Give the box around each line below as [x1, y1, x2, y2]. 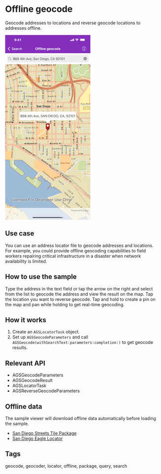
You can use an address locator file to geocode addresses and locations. [5, 242, 154, 248]
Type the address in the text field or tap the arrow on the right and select [5, 285, 153, 291]
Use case [5, 229, 35, 238]
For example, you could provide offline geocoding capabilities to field [5, 247, 146, 253]
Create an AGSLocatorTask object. [12, 329, 80, 335]
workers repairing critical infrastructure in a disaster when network [5, 253, 141, 259]
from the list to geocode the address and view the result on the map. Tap [5, 291, 154, 297]
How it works [5, 316, 46, 324]
